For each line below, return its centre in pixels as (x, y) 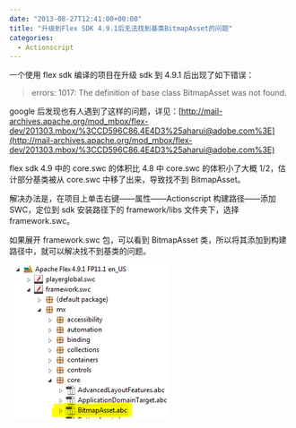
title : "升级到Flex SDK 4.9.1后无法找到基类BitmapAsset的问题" (121, 28)
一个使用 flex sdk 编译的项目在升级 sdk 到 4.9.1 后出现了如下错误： (132, 75)
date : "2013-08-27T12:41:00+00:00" (76, 19)
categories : (31, 38)
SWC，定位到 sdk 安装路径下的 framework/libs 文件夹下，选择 (124, 210)
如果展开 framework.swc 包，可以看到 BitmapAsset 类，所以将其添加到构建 (148, 240)
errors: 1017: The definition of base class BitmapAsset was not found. (159, 93)
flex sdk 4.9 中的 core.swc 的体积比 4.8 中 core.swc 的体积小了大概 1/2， (144, 168)
